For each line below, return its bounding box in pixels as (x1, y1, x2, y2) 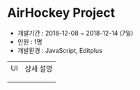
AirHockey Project (7, 5, 116, 21)
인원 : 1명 (17, 37, 43, 46)
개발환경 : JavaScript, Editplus (17, 46, 103, 54)
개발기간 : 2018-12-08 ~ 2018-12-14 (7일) (17, 29, 134, 37)
